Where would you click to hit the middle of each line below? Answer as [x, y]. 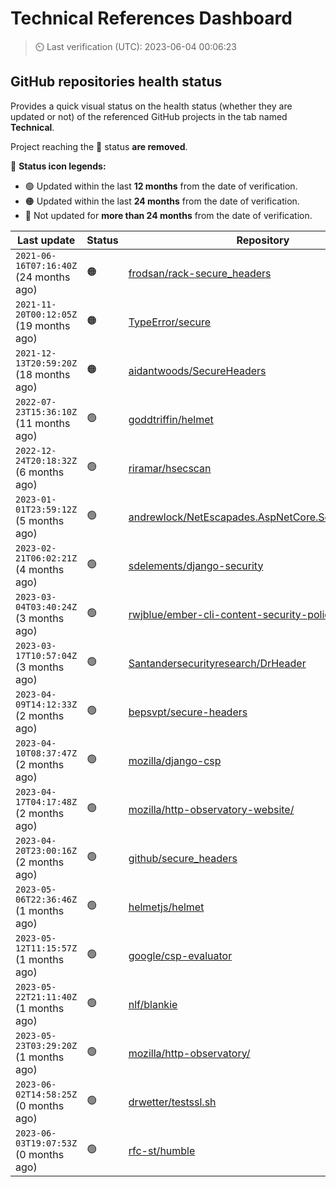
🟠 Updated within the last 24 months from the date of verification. [162, 201]
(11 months [43, 423]
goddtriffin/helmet [171, 419]
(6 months [40, 472]
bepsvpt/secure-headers [188, 712]
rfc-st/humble [162, 1150]
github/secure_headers [183, 858]
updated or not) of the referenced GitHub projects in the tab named [149, 116]
